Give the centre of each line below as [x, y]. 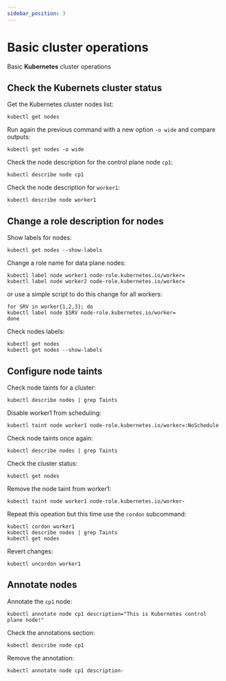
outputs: [19, 137]
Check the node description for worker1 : [64, 188]
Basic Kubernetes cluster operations [59, 67]
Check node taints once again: [50, 438]
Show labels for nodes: [39, 238]
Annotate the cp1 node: [40, 601]
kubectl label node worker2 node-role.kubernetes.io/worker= [96, 282]
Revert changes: [30, 551]
